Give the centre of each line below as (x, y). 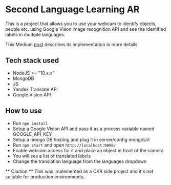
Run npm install (30, 123)
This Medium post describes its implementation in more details (71, 44)
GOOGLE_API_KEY (32, 134)
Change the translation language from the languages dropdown (80, 161)
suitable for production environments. (45, 177)
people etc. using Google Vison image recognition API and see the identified (86, 29)
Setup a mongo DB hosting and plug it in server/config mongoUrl (81, 139)
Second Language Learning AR (72, 9)
